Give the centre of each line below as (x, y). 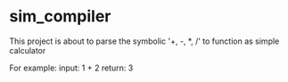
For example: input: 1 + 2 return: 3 (71, 68)
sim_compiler (60, 16)
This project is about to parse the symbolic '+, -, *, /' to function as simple (144, 41)
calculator (28, 50)
